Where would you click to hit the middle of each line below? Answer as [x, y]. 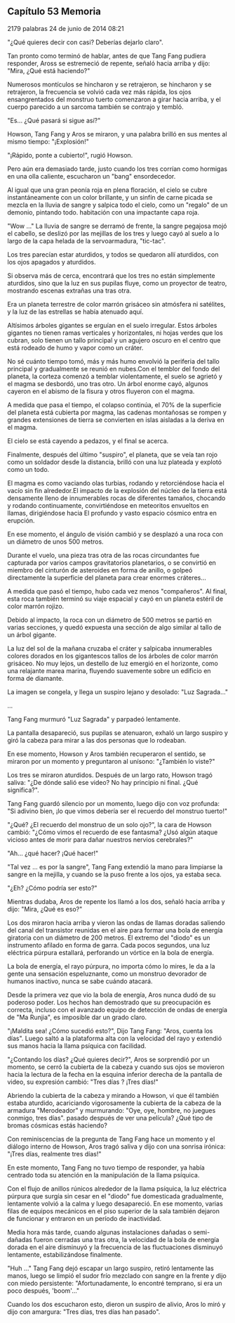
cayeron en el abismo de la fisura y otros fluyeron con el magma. [101, 391]
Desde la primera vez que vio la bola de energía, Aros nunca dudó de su [112, 995]
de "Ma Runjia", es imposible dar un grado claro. [77, 1017]
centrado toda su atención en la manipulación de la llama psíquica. [103, 1175]
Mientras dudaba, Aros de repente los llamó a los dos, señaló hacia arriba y [116, 901]
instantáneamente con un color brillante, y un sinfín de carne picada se [110, 197]
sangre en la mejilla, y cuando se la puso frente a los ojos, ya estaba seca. [115, 874]
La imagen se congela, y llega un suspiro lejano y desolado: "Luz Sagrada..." [118, 691]
